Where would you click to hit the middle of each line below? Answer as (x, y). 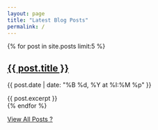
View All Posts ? (30, 120)
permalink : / (26, 26)
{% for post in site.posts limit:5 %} (56, 47)
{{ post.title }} (38, 68)
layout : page (26, 14)
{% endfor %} (27, 106)
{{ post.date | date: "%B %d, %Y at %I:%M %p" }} (79, 85)
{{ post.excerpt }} (32, 99)
